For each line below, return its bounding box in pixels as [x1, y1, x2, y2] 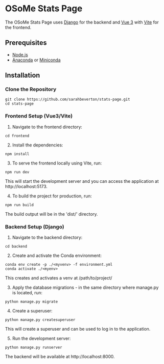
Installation [5, 71, 40, 80]
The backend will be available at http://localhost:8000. [5, 354, 115, 360]
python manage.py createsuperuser [5, 317, 76, 322]
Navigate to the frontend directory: [12, 124, 82, 130]
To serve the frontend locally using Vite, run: [12, 160, 102, 166]
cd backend [5, 244, 27, 249]
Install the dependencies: [12, 142, 64, 148]
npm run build [5, 202, 34, 207]
